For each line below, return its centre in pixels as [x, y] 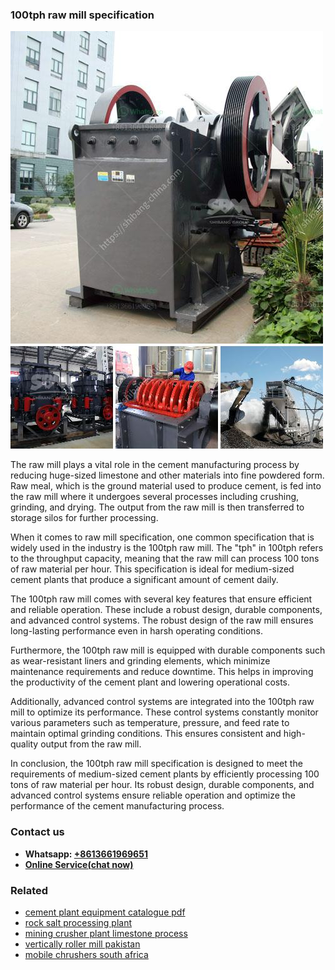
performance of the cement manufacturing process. [117, 806]
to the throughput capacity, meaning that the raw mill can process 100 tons [165, 559]
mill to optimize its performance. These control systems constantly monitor [164, 712]
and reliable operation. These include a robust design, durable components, [166, 610]
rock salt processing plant [78, 922]
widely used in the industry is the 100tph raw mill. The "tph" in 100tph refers [167, 548]
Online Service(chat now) [79, 864]
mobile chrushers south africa [86, 954]
